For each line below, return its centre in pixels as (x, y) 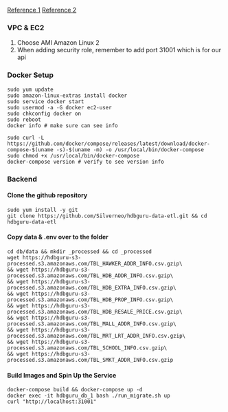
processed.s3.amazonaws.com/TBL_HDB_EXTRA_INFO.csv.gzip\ (92, 288)
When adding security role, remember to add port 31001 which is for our (119, 50)
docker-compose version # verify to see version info (86, 162)
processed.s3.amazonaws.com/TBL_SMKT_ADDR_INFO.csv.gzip (90, 360)
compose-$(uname (30, 150)
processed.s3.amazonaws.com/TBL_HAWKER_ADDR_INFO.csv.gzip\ (95, 263)
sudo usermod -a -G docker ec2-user (59, 107)
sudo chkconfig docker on (44, 113)
